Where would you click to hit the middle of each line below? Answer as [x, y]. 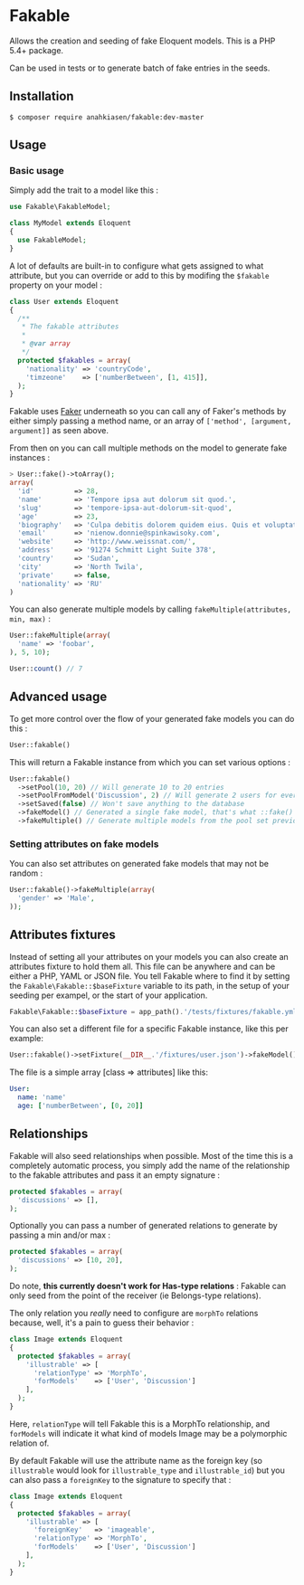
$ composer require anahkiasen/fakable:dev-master [107, 117]
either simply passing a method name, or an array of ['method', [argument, [151, 421]
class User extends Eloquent [64, 301]
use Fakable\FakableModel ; [60, 207]
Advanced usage [58, 697]
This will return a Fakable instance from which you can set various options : [150, 762]
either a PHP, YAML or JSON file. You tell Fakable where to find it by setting [150, 976]
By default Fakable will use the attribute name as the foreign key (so [136, 1460]
